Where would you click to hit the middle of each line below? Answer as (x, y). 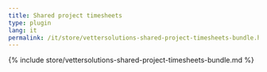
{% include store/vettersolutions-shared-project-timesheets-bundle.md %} (131, 60)
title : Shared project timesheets (66, 15)
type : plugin (30, 23)
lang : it (23, 30)
